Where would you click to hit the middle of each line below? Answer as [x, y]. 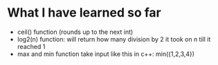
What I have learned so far [84, 13]
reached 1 [31, 46]
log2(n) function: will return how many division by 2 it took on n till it [114, 39]
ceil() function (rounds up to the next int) [75, 32]
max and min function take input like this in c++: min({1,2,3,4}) [106, 54]
